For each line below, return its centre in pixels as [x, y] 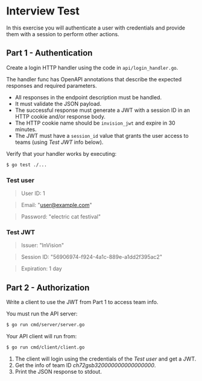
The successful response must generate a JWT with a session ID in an [103, 110]
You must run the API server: [42, 314]
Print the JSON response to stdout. [58, 371]
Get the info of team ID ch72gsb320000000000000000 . [85, 365]
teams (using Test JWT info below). [59, 142]
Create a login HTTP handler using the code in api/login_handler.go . [92, 67]
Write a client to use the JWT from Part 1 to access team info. [82, 302]
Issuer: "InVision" [43, 246]
